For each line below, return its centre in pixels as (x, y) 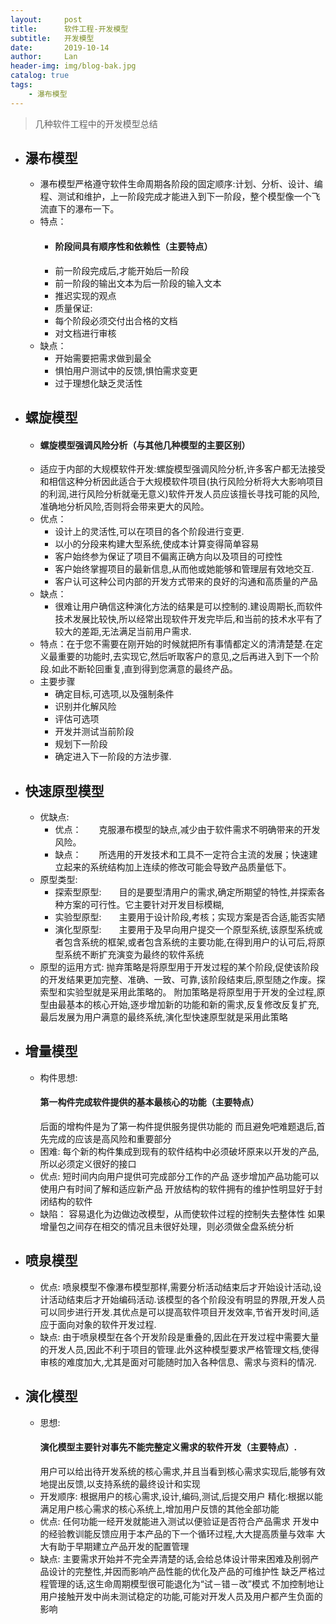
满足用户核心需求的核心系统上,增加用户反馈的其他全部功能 (159, 1508)
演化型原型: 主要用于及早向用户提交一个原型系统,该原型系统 (184, 930)
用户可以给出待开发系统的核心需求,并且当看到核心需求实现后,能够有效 (182, 1471)
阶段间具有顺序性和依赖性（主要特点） (133, 247)
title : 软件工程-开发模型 (69, 29)
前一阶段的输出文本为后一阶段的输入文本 (138, 283)
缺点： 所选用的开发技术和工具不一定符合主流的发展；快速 (182, 855)
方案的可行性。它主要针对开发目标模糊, (144, 905)
